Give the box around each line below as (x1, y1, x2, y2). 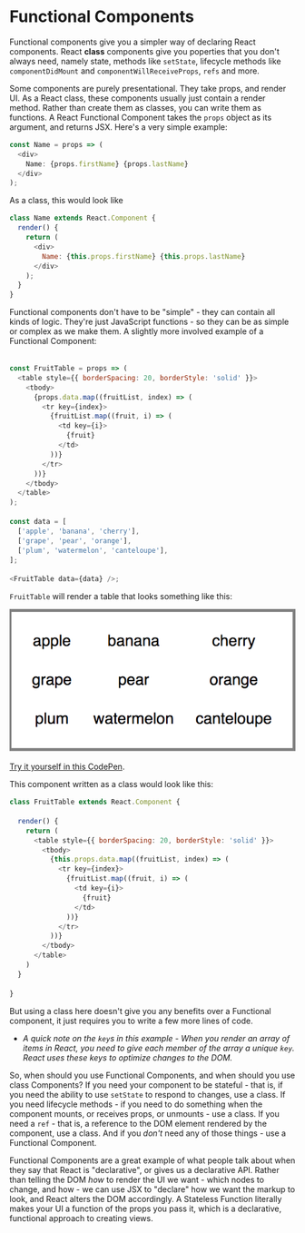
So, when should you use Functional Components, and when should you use (9, 1070, 296, 1080)
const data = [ (9, 518, 67, 527)
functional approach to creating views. (9, 1212, 153, 1223)
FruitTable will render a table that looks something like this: (9, 591, 233, 602)
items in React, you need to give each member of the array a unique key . (22, 1042, 295, 1053)
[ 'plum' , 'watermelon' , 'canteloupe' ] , (17, 546, 169, 555)
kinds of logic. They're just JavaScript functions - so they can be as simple (9, 316, 290, 328)
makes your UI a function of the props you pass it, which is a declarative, (9, 1203, 282, 1214)
